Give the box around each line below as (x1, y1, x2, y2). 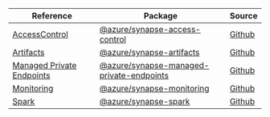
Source (229, 10, 258, 21)
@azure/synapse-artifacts (99, 47, 200, 58)
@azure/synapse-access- (99, 24, 201, 34)
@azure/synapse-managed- (99, 60, 210, 71)
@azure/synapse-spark (99, 96, 190, 107)
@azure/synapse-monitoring (99, 83, 210, 94)
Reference (31, 10, 72, 21)
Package (143, 10, 178, 21)
